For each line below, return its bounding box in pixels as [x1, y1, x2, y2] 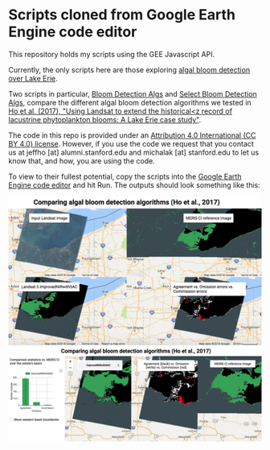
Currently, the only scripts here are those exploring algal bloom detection [8, 64, 251, 74]
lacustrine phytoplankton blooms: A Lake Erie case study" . [8, 114, 202, 124]
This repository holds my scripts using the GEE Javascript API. [8, 49, 215, 59]
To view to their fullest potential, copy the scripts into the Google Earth [8, 171, 242, 181]
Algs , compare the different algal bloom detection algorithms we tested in [8, 97, 252, 107]
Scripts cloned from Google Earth [8, 6, 235, 24]
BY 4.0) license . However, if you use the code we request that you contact [8, 138, 255, 148]
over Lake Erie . [8, 73, 58, 83]
